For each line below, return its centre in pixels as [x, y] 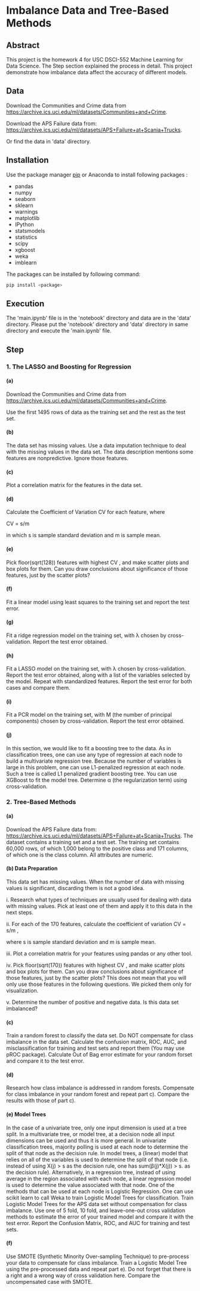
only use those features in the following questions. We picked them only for [99, 984]
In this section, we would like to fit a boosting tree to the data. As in [89, 748]
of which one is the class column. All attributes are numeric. [80, 855]
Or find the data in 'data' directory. [49, 141]
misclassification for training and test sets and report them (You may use [96, 1048]
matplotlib [27, 218]
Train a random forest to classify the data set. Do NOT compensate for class [100, 1036]
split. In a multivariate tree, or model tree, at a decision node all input [90, 1134]
